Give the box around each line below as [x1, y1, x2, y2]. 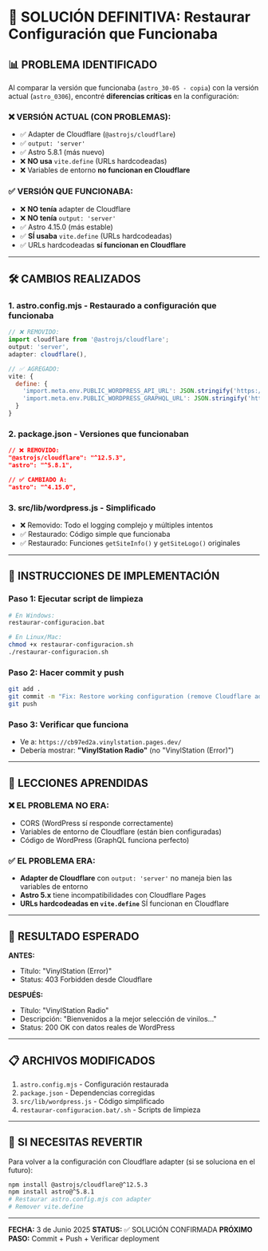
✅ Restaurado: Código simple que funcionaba [19, 529, 171, 538]
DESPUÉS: [8, 990, 44, 999]
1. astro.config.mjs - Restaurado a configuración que [8, 300, 217, 311]
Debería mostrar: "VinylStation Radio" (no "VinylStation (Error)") [19, 745, 235, 755]
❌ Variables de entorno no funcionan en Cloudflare [19, 165, 191, 175]
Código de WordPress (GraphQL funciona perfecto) [19, 835, 190, 844]
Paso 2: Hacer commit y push [8, 667, 124, 678]
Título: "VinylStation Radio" [19, 1005, 109, 1015]
